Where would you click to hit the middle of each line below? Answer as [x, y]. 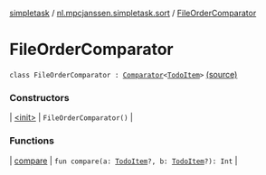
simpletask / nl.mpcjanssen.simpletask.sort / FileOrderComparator [133, 13]
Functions [32, 141]
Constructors [39, 97]
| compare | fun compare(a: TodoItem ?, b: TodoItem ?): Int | [123, 161]
